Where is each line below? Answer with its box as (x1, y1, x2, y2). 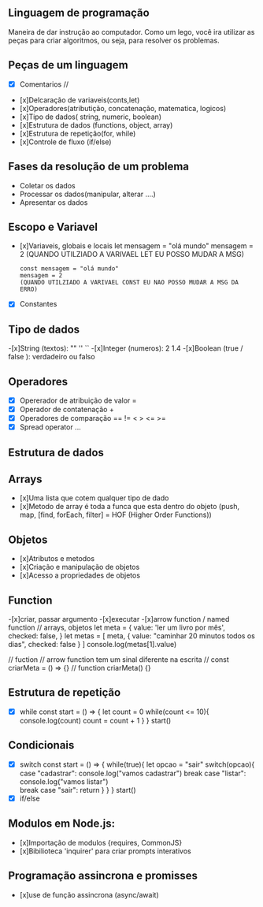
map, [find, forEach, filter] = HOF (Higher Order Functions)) (19, 510, 213, 519)
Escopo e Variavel (8, 220, 98, 233)
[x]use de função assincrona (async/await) (19, 890, 159, 899)
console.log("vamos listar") (19, 776, 109, 786)
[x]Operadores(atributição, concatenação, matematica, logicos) (19, 103, 227, 113)
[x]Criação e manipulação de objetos (19, 563, 140, 572)
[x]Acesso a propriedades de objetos (19, 571, 140, 580)
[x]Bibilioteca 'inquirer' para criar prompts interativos (19, 846, 191, 856)
